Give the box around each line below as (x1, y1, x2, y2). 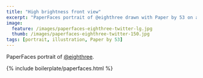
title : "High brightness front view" (6, 8, 101, 15)
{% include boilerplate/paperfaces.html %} (6, 65, 113, 72)
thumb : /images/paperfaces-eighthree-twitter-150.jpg (11, 31, 150, 37)
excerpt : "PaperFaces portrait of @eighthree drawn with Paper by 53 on (6, 14, 193, 20)
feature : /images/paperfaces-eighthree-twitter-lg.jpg (11, 25, 153, 32)
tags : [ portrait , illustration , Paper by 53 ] (6, 37, 123, 43)
